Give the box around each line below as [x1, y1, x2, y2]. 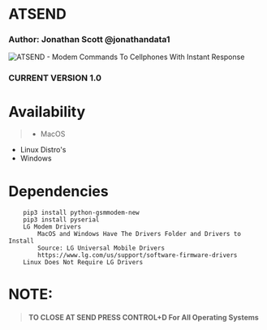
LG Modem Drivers [23, 223, 82, 231]
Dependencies [8, 182, 109, 200]
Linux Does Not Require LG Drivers [23, 259, 144, 267]
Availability [8, 102, 86, 121]
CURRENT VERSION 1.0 [8, 72, 101, 84]
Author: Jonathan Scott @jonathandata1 [8, 34, 170, 45]
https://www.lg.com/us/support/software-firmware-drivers [37, 251, 238, 259]
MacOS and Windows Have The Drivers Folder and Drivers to [37, 230, 242, 238]
